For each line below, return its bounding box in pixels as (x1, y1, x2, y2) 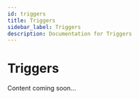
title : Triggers (7, 17, 56, 24)
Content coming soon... (7, 84, 76, 93)
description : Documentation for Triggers (7, 30, 133, 37)
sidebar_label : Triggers (7, 23, 81, 30)
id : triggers (7, 10, 46, 18)
